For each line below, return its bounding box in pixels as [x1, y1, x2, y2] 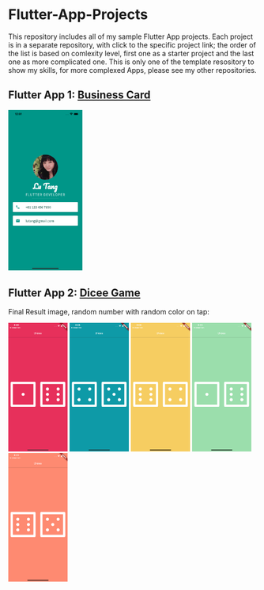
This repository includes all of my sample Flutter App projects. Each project [8, 32, 254, 41]
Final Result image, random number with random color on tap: [8, 307, 209, 317]
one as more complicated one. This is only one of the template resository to [8, 57, 255, 67]
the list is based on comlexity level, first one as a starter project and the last [8, 48, 255, 58]
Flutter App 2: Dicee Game [8, 286, 141, 299]
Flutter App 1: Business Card [8, 89, 151, 102]
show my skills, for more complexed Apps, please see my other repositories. [8, 65, 257, 74]
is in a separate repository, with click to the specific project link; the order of [8, 40, 257, 49]
